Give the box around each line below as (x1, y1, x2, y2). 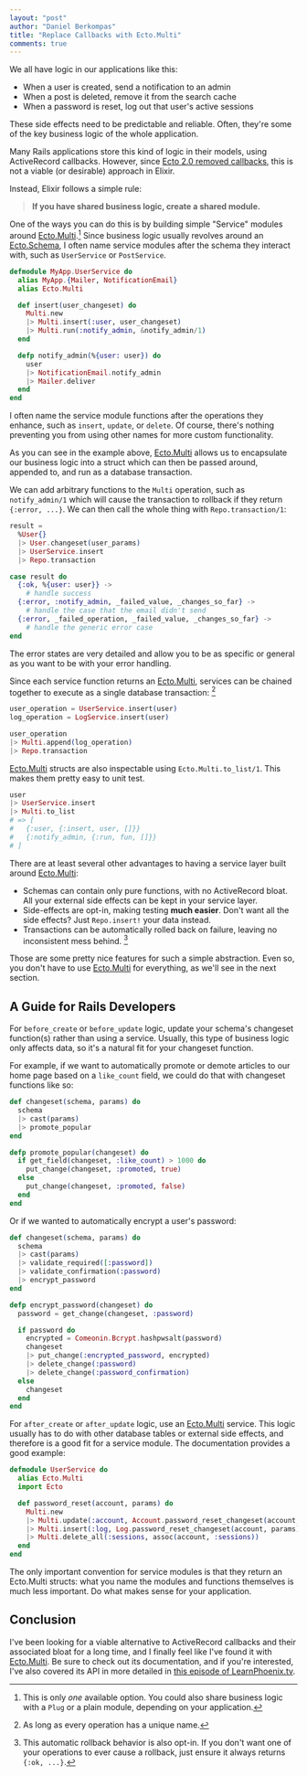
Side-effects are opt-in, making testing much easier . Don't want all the (22, 904, 290, 915)
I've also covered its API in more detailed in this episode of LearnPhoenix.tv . (9, 1665, 296, 1676)
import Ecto (17, 1483, 64, 1492)
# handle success (26, 589, 92, 599)
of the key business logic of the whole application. (9, 129, 199, 140)
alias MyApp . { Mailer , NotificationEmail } (17, 275, 178, 284)
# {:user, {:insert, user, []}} (9, 824, 142, 834)
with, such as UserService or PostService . (9, 249, 166, 261)
